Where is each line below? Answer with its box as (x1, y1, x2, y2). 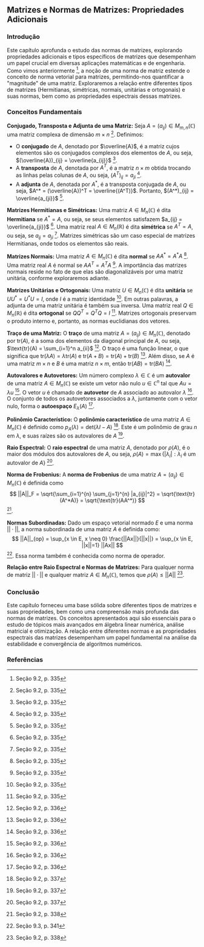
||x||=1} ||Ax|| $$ (81, 541, 123, 549)
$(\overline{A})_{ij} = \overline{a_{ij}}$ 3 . (15, 156, 117, 164)
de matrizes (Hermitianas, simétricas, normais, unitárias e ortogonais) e (7, 86, 185, 94)
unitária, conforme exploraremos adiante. (7, 274, 110, 281)
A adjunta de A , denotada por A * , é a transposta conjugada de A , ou (15, 179, 186, 188)
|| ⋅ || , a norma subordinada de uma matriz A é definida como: (7, 525, 160, 532)
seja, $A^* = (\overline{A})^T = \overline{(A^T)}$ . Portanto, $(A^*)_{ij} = (15, 187, 194, 194)
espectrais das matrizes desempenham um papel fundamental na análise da (7, 634, 197, 641)
